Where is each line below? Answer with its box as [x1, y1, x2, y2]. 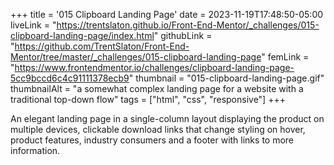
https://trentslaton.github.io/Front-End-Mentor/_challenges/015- [56, 19, 320, 31]
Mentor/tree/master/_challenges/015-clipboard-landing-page [10, 51, 262, 63]
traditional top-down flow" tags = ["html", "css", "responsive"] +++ [10, 94, 286, 105]
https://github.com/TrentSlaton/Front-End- [14, 40, 190, 52]
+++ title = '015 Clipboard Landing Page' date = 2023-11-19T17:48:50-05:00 [10, 9, 324, 20]
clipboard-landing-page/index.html [10, 30, 155, 41]
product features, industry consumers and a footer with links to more [10, 134, 295, 146]
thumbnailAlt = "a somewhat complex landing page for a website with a [10, 83, 304, 94]
